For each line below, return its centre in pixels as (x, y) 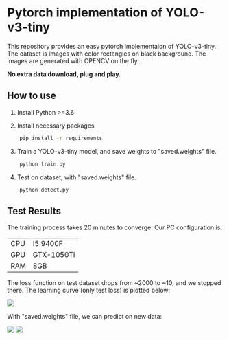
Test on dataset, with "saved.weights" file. (77, 177)
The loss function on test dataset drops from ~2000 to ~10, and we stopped (114, 283)
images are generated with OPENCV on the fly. (73, 60)
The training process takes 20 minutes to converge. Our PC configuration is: (115, 227)
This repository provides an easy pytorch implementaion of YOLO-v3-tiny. (112, 46)
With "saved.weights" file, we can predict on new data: (85, 317)
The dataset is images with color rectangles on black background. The (107, 54)
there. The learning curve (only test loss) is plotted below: (89, 291)
